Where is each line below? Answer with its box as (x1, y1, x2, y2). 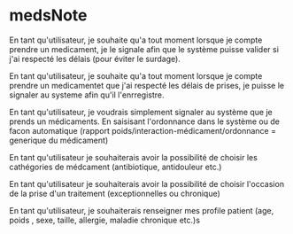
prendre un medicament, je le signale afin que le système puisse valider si (9, 43, 279, 54)
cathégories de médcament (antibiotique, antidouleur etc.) (9, 161, 222, 172)
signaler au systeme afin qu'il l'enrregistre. (9, 90, 166, 100)
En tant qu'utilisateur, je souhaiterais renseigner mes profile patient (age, (9, 205, 274, 215)
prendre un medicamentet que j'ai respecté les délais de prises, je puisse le (9, 80, 285, 90)
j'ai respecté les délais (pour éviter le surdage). (9, 53, 181, 64)
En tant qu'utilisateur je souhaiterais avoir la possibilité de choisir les (9, 152, 258, 162)
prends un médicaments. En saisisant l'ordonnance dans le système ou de (9, 116, 281, 127)
